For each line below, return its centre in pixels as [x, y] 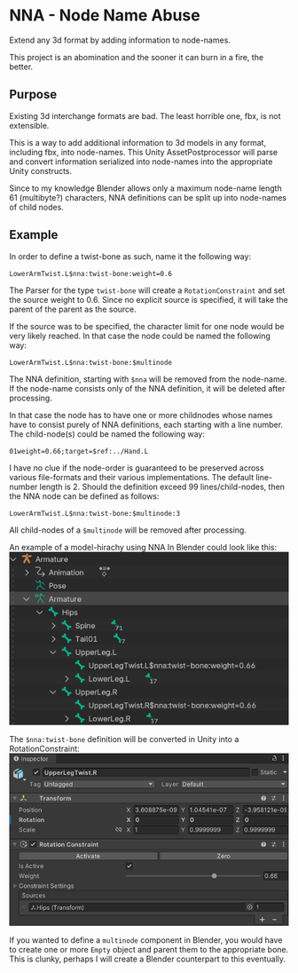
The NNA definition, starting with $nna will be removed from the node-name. [148, 379]
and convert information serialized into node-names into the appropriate [141, 162]
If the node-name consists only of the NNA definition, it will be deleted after [147, 388]
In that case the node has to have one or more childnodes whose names [141, 415]
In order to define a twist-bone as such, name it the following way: [130, 256]
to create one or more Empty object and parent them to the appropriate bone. [149, 950]
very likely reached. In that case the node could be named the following [140, 336]
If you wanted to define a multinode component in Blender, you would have [146, 940]
